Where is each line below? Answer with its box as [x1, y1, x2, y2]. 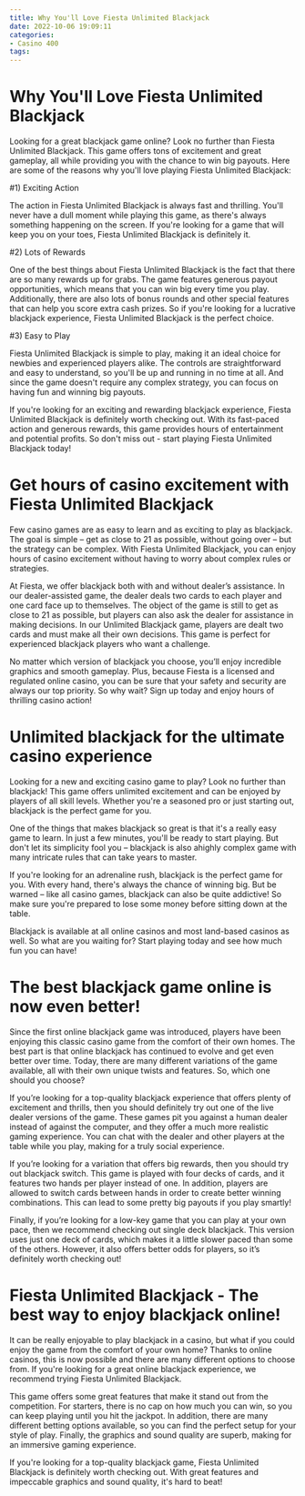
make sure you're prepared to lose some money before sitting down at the [9, 898, 288, 909]
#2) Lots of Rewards [9, 247, 86, 258]
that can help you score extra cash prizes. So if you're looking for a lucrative [9, 303, 296, 314]
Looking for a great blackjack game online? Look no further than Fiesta [9, 136, 275, 147]
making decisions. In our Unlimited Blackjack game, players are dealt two [9, 620, 284, 630]
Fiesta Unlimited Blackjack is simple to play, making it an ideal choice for [9, 348, 281, 359]
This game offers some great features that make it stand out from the [9, 1390, 269, 1401]
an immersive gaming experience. [9, 1439, 137, 1450]
